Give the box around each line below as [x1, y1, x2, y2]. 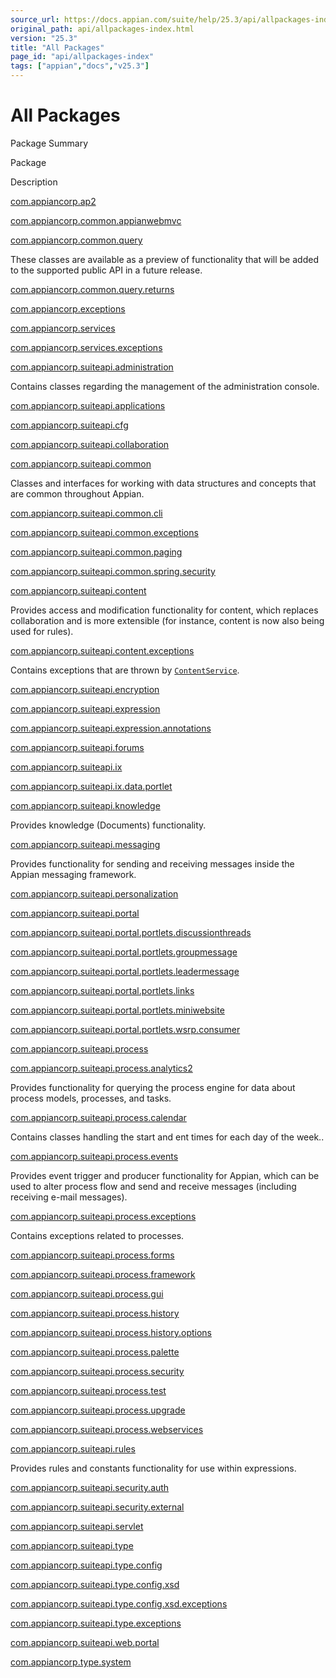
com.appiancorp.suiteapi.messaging [10, 838, 161, 850]
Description [10, 176, 58, 188]
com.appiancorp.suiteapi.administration [10, 361, 174, 373]
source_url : [10, 14, 60, 25]
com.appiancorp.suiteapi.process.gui [10, 1287, 164, 1300]
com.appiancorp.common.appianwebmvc [10, 214, 182, 226]
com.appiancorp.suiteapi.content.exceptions [10, 644, 195, 656]
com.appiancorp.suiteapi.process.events [10, 1150, 179, 1162]
